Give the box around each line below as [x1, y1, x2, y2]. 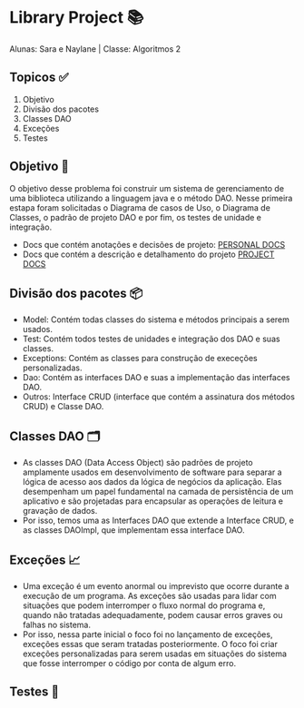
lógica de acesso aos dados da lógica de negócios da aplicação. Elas [22, 477, 282, 487]
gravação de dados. [22, 506, 98, 516]
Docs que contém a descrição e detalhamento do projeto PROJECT [22, 249, 275, 260]
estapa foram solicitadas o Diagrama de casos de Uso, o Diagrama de [9, 202, 270, 213]
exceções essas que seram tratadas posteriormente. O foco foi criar [22, 639, 279, 649]
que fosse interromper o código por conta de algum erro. [22, 658, 237, 668]
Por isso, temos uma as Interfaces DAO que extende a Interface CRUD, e [22, 515, 295, 526]
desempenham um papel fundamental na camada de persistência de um [22, 487, 294, 497]
